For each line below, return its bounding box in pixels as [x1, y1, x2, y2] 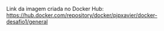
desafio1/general [6, 18, 48, 25]
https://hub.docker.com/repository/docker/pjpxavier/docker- [6, 12, 158, 19]
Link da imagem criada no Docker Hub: [6, 5, 104, 12]
